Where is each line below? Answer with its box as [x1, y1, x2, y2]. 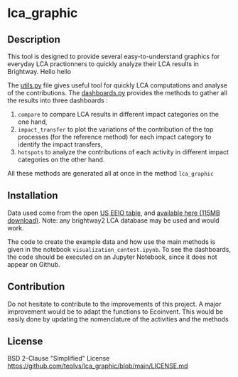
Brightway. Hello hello [7, 68, 72, 75]
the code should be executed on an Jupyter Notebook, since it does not [7, 253, 218, 261]
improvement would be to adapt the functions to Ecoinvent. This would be [7, 307, 224, 316]
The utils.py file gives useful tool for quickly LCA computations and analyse [7, 81, 228, 90]
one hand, [17, 117, 48, 126]
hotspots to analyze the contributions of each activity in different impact [17, 148, 229, 156]
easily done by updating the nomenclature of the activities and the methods [7, 314, 229, 323]
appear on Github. [7, 260, 60, 268]
